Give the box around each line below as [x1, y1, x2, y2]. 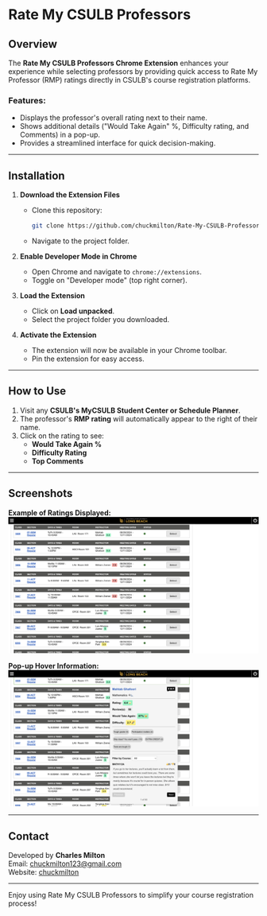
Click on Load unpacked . [31, 306, 115, 316]
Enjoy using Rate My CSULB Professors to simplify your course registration [8, 891, 254, 900]
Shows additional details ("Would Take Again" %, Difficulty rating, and [19, 122, 249, 131]
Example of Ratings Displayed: [8, 507, 111, 518]
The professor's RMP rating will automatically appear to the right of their [19, 413, 258, 423]
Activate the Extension [19, 330, 97, 340]
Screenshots [8, 487, 73, 500]
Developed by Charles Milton [8, 851, 106, 860]
